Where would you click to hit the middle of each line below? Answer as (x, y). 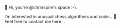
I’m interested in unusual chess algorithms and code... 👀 (61, 16)
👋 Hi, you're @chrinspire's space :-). (41, 7)
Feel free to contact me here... (35, 22)
